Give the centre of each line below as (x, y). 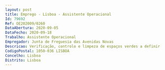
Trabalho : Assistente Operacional (41, 37)
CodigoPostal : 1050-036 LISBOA (37, 51)
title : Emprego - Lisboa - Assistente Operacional (58, 14)
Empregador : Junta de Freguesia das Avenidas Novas (59, 42)
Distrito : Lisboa (23, 60)
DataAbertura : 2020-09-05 (32, 28)
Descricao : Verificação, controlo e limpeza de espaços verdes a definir (83, 46)
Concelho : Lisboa (23, 55)
